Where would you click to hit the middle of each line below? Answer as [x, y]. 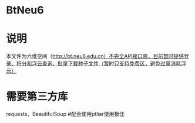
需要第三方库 [37, 97]
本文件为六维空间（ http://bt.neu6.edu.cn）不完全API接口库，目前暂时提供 [95, 56]
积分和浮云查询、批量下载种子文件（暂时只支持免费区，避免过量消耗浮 [101, 64]
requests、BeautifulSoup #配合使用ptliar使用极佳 [65, 114]
